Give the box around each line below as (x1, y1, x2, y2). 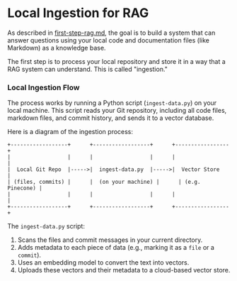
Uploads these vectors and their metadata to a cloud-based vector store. (17, 266, 231, 275)
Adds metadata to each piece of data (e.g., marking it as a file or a (17, 243, 214, 252)
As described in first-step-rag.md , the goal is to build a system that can (7, 28, 216, 37)
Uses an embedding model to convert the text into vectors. (17, 258, 190, 267)
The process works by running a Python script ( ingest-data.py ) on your (7, 99, 217, 107)
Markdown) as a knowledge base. (7, 43, 106, 52)
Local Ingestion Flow (7, 82, 80, 92)
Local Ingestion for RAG (7, 5, 149, 21)
